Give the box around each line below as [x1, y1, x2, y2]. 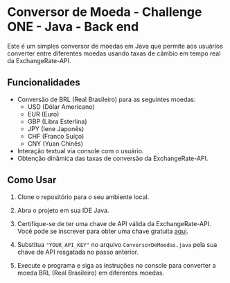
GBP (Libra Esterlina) [27, 117, 88, 126]
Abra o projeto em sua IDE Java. [17, 206, 109, 214]
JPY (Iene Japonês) [27, 124, 85, 132]
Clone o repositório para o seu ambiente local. [17, 192, 150, 201]
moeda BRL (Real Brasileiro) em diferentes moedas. [17, 268, 165, 277]
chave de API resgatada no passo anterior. [17, 248, 139, 256]
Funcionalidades [7, 77, 81, 89]
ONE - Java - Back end [7, 19, 139, 35]
